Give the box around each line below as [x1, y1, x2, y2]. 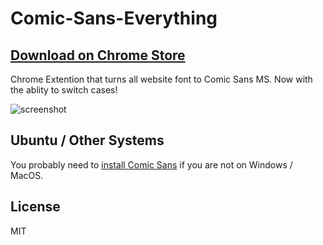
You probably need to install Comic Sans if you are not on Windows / [10, 158, 293, 171]
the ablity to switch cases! [10, 84, 118, 96]
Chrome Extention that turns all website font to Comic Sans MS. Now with [10, 73, 313, 85]
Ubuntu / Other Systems [10, 132, 165, 149]
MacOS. [10, 169, 44, 181]
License [10, 198, 61, 216]
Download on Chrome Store [10, 47, 186, 64]
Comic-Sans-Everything [10, 7, 218, 30]
